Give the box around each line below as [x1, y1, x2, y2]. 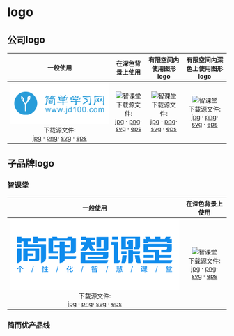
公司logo [7, 33, 45, 45]
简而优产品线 [7, 320, 51, 330]
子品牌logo [7, 158, 54, 169]
